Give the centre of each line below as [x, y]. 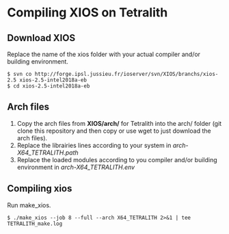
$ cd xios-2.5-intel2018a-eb [49, 86]
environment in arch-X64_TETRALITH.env [76, 167]
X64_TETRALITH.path [48, 153]
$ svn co [19, 74]
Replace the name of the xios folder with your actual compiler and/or [104, 54]
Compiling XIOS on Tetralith [87, 13]
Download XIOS [41, 38]
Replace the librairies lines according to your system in [94, 145]
